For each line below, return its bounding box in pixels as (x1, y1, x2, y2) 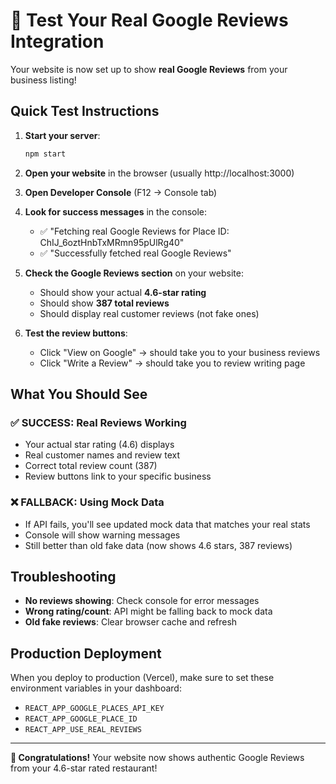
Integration (10, 30, 105, 53)
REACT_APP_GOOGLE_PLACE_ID (24, 714, 138, 724)
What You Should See (10, 386, 148, 403)
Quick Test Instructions (10, 103, 160, 120)
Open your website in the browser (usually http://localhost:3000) (24, 167, 295, 179)
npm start (24, 149, 67, 159)
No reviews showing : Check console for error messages (24, 595, 260, 607)
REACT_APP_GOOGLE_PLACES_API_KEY (24, 704, 165, 714)
